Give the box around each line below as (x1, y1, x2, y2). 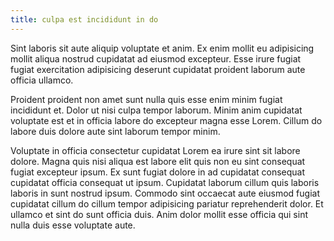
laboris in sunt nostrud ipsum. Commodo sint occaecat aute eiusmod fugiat (10, 187, 320, 199)
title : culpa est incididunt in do (10, 14, 159, 25)
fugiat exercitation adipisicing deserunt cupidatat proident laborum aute (10, 63, 306, 75)
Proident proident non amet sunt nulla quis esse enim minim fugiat (10, 93, 283, 105)
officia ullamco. (10, 74, 74, 86)
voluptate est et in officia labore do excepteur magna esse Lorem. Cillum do (10, 114, 323, 126)
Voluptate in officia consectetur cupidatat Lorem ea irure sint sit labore (10, 144, 301, 156)
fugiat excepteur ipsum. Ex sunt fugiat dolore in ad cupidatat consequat (10, 166, 306, 178)
